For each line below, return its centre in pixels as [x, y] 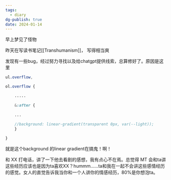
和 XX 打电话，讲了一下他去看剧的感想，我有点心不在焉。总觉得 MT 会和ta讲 [86, 160]
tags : [11, 10]
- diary [18, 15]
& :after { [25, 105]
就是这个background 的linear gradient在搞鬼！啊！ [58, 148]
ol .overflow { [20, 87]
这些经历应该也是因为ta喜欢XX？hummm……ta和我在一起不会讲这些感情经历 [85, 166]
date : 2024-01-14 [24, 24]
